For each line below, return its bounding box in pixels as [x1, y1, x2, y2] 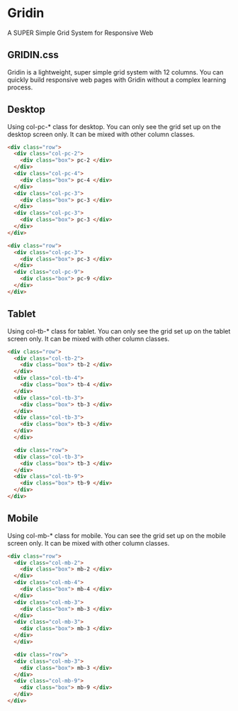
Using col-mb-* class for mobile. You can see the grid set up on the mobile [7, 531, 227, 540]
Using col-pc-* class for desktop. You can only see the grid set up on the [7, 122, 221, 131]
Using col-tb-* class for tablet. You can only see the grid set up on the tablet [7, 326, 231, 335]
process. [7, 83, 33, 92]
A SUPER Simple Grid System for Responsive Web [7, 28, 154, 37]
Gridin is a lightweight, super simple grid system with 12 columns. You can [7, 67, 224, 76]
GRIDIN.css [7, 49, 59, 61]
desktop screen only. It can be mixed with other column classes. [7, 130, 195, 138]
